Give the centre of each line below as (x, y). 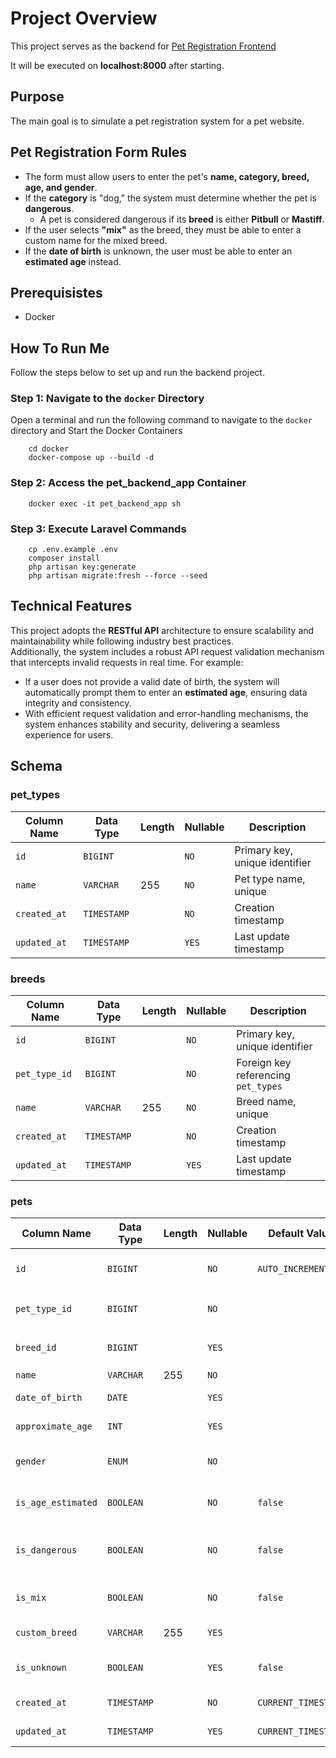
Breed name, (266, 1101)
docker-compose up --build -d (91, 458)
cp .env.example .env (73, 550)
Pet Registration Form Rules (99, 152)
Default (286, 1234)
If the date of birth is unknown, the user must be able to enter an (158, 251)
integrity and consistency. (78, 703)
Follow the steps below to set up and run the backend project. (137, 373)
